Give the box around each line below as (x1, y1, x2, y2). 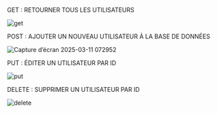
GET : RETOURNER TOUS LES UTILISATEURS (7, 6, 135, 14)
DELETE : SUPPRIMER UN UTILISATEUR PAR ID (7, 86, 140, 93)
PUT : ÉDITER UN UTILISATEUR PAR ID (7, 59, 117, 67)
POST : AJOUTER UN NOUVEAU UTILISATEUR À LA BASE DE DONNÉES (7, 32, 210, 40)
